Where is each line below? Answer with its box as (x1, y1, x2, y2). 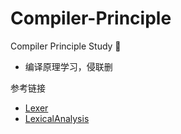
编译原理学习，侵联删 (24, 60, 113, 72)
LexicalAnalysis (24, 112, 90, 124)
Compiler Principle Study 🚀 (10, 40, 122, 52)
